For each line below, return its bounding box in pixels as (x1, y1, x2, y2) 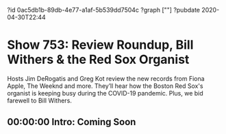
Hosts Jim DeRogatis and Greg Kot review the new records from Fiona (7, 74, 205, 82)
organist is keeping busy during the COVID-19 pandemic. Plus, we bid (7, 89, 203, 97)
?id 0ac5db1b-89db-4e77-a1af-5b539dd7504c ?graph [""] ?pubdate (7, 6, 201, 14)
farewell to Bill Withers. (7, 96, 72, 104)
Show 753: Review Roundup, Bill (7, 37, 194, 53)
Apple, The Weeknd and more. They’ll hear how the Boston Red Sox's (7, 82, 203, 90)
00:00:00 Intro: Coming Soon (7, 116, 136, 128)
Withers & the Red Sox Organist (7, 52, 190, 67)
